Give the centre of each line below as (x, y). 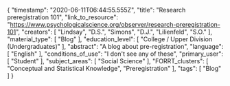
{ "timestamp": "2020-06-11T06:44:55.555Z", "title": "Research (96, 10)
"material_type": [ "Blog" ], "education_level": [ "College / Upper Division (110, 39)
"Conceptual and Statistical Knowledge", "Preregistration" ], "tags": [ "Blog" (114, 68)
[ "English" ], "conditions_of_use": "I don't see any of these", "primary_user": (115, 54)
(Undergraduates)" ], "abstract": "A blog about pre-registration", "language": (115, 46)
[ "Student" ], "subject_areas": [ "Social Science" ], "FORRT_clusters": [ (108, 61)
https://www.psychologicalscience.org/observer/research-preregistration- (115, 24)
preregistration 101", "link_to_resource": (63, 17)
